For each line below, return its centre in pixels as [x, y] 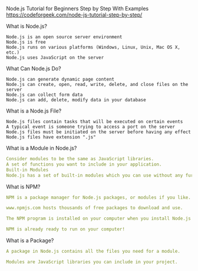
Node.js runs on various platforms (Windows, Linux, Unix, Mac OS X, [93, 47]
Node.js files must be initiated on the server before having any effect [99, 132]
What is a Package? [30, 240]
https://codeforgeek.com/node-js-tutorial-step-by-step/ [74, 15]
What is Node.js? [27, 26]
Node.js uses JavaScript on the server [55, 58]
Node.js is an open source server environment [64, 37]
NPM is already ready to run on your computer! [66, 229]
